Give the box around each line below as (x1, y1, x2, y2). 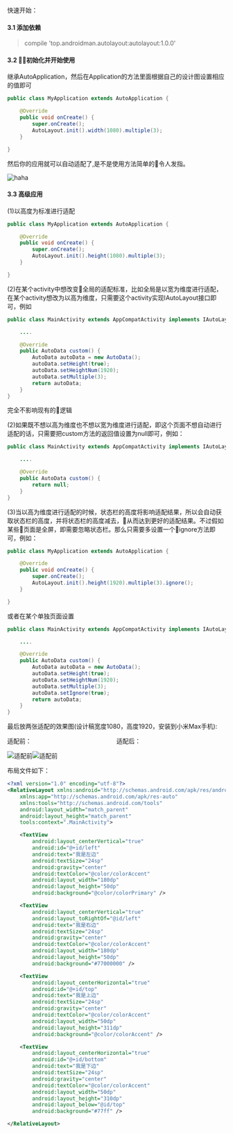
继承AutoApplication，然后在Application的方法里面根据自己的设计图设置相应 (7, 72, 225, 81)
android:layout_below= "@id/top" (32, 1101, 126, 1108)
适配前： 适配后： (7, 737, 141, 745)
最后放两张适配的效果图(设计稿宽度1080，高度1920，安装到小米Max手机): (7, 722, 218, 731)
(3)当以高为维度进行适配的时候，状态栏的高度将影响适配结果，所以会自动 (7, 507, 216, 516)
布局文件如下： (7, 766, 50, 775)
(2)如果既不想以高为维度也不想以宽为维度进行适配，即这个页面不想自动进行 (7, 421, 222, 429)
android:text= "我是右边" (32, 922, 100, 929)
